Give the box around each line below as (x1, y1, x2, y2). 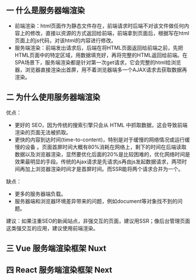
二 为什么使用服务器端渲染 (6, 93, 101, 103)
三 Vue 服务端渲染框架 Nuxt (6, 244, 106, 254)
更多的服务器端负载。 (14, 190, 66, 197)
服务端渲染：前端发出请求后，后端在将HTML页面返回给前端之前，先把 (14, 44, 183, 51)
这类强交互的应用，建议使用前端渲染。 (6, 224, 98, 231)
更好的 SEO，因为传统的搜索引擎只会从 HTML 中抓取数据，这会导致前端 (14, 121, 188, 128)
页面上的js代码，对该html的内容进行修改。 (14, 37, 117, 44)
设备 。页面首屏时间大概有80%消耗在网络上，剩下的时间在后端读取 (25, 143, 187, 151)
